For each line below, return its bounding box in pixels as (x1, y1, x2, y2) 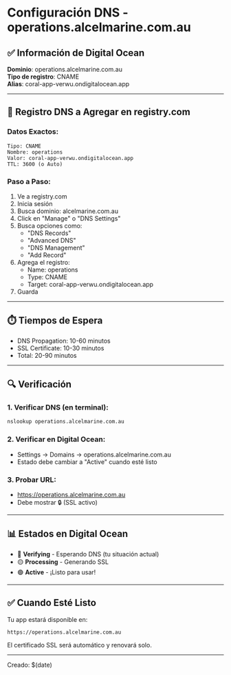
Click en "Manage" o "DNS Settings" (16, 214, 121, 222)
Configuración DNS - (7, 5, 129, 21)
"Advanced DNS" (27, 236, 77, 244)
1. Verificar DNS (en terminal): (7, 403, 109, 412)
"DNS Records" (27, 229, 71, 237)
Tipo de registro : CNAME (7, 72, 80, 81)
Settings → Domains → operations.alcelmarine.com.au (16, 450, 172, 459)
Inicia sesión (16, 199, 53, 208)
